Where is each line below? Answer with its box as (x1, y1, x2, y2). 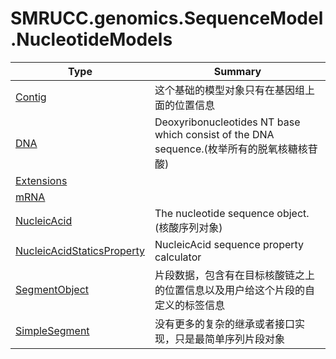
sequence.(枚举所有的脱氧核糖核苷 (154, 142, 318, 156)
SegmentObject (15, 282, 90, 296)
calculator (154, 250, 202, 264)
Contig (15, 90, 47, 104)
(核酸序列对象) (154, 220, 223, 234)
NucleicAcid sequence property (154, 237, 305, 251)
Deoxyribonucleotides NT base (154, 115, 301, 129)
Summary (213, 64, 262, 78)
